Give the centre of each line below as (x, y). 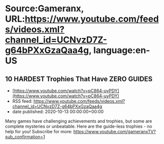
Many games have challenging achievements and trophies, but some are (79, 121)
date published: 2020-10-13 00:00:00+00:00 (58, 112)
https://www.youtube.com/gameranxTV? (115, 131)
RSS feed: (22, 101)
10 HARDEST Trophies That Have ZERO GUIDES (79, 79)
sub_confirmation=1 (25, 137)
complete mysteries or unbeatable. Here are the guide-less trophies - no (79, 126)
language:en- (122, 50)
